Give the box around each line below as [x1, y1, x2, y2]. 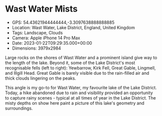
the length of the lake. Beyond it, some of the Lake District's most [5, 60, 135, 66]
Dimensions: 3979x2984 [12, 45, 61, 51]
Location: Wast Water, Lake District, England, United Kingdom [12, 24, 135, 30]
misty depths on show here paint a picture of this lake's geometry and [5, 100, 145, 106]
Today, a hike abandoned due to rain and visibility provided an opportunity [5, 90, 153, 96]
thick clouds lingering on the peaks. [5, 75, 76, 81]
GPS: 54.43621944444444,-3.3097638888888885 [12, 19, 115, 25]
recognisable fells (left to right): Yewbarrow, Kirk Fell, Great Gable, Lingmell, [5, 65, 156, 71]
